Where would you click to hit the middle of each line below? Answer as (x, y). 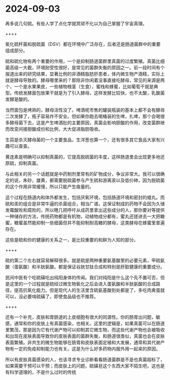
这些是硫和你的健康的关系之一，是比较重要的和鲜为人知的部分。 (72, 240)
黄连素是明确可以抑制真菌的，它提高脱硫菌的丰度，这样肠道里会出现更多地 (83, 157)
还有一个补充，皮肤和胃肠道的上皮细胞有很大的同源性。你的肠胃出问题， (80, 317)
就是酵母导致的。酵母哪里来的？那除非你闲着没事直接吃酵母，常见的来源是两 (85, 80)
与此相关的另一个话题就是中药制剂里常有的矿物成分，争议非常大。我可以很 (83, 174)
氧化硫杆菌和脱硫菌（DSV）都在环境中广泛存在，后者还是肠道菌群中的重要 (83, 44)
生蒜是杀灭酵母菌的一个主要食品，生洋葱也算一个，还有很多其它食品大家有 (83, 139)
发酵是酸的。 (18, 99)
